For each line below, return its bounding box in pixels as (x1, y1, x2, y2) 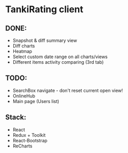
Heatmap (12, 48, 32, 54)
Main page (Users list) (12, 98, 60, 104)
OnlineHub (12, 93, 36, 99)
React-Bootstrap (12, 137, 47, 143)
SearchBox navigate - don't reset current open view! (12, 87, 123, 93)
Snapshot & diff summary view (12, 37, 78, 43)
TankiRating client (5, 4, 84, 15)
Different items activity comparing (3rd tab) (12, 59, 104, 65)
